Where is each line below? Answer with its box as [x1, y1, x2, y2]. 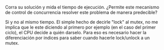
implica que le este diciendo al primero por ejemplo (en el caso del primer [5, 24, 156, 30]
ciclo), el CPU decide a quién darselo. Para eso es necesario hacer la [5, 30, 147, 35]
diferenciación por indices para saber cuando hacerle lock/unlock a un [5, 35, 150, 41]
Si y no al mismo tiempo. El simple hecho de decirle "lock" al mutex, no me [5, 19, 158, 25]
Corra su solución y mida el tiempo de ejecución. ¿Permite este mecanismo [5, 4, 160, 10]
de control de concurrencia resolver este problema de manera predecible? [5, 9, 158, 15]
